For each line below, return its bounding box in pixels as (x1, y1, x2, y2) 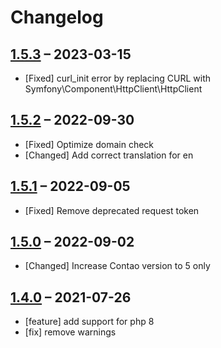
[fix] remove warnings (24, 326, 117, 338)
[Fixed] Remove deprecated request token (24, 204, 200, 216)
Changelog (10, 6, 104, 29)
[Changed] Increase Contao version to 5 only (24, 260, 211, 272)
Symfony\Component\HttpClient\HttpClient (24, 83, 203, 95)
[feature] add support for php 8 (24, 316, 155, 328)
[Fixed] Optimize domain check (24, 138, 155, 150)
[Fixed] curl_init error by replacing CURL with (24, 72, 212, 84)
